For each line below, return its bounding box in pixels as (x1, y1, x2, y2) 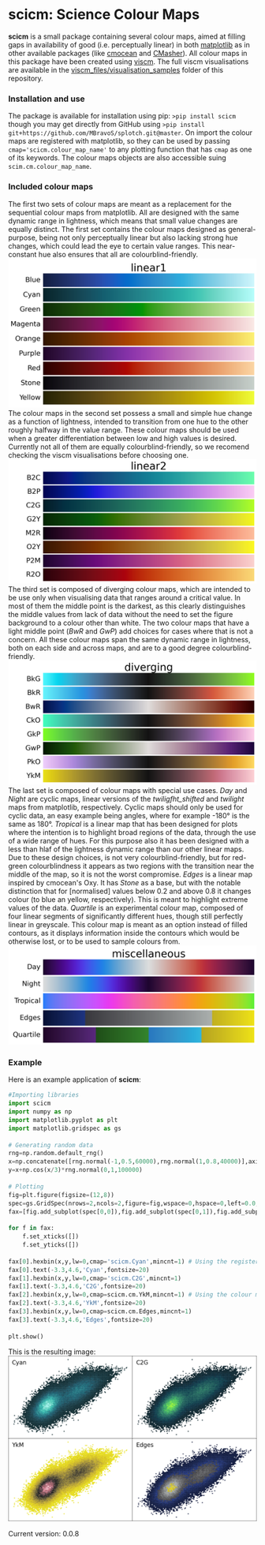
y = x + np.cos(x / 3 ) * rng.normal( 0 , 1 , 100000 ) (8, 1166, 144, 1174)
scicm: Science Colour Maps (8, 6, 200, 24)
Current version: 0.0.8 (8, 1529, 80, 1539)
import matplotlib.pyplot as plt (8, 1116, 118, 1124)
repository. (8, 73, 43, 83)
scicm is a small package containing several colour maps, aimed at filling (8, 32, 246, 41)
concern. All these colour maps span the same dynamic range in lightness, (8, 634, 251, 644)
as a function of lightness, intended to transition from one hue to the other (8, 417, 248, 426)
